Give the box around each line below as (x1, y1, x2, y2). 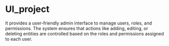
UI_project (5, 3, 49, 15)
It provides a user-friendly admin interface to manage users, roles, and (5, 20, 152, 26)
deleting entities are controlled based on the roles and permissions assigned (5, 30, 164, 36)
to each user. (5, 36, 33, 42)
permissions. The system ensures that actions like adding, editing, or (5, 25, 148, 31)
